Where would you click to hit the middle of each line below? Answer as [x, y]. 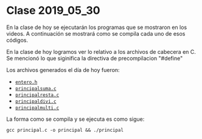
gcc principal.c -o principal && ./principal [65, 130]
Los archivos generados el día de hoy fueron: [63, 69]
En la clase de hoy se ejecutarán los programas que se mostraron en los [97, 27]
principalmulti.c [37, 108]
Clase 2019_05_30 [53, 11]
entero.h [26, 82]
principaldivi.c [36, 101]
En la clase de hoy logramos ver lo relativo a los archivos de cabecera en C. [101, 51]
